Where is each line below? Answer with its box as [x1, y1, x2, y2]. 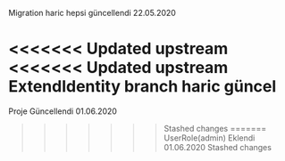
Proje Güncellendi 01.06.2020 [8, 106, 118, 117]
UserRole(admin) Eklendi [163, 133, 256, 143]
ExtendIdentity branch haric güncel [8, 76, 277, 97]
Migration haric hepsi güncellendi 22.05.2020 [8, 8, 176, 18]
